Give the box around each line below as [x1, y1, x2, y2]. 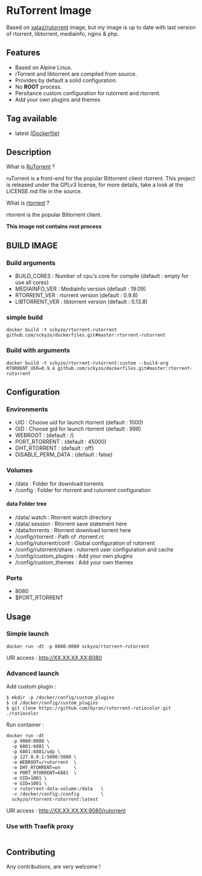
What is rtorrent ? [6, 199, 50, 206]
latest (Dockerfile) [14, 130, 60, 137]
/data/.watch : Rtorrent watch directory [14, 513, 112, 521]
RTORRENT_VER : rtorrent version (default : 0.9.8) [14, 292, 138, 299]
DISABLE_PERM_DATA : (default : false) [14, 451, 113, 458]
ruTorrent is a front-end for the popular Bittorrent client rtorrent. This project [6, 175, 195, 182]
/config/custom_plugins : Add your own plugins [14, 552, 133, 559]
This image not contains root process [6, 223, 102, 230]
